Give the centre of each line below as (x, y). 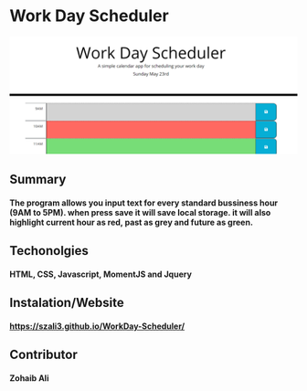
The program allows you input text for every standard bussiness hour (144, 203)
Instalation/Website (67, 303)
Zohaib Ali (29, 378)
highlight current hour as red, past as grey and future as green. (132, 222)
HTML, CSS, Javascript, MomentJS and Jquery (101, 274)
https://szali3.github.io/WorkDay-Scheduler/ (97, 326)
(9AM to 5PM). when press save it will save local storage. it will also (140, 212)
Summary (38, 180)
